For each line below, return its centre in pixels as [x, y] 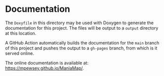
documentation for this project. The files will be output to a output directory [82, 28]
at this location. [21, 33]
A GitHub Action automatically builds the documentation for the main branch [82, 42]
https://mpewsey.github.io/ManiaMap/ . [44, 68]
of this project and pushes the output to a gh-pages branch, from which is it [81, 48]
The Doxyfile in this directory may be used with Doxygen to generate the [80, 23]
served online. [20, 53]
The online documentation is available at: [47, 63]
